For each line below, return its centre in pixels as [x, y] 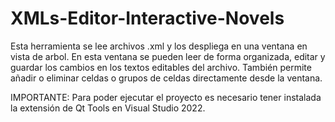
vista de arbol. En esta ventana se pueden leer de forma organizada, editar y [168, 56]
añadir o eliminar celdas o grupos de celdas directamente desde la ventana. [166, 78]
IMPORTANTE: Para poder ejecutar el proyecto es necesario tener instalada [166, 97]
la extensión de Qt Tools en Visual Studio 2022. [108, 108]
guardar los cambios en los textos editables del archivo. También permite [161, 67]
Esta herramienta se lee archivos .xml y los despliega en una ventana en [159, 46]
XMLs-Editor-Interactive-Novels [147, 18]
